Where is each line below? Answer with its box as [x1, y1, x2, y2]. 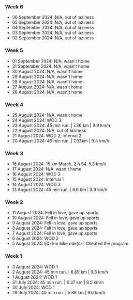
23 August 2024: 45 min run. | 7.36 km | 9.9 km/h [12, 122, 110, 128]
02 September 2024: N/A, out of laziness [12, 35, 94, 41]
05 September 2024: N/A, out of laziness [12, 19, 94, 25]
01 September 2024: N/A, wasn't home [12, 58, 90, 64]
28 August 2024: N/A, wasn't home [12, 79, 83, 84]
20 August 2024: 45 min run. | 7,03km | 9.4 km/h [12, 138, 110, 143]
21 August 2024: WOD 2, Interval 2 [12, 132, 82, 139]
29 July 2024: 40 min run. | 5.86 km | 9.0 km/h [12, 289, 105, 295]
